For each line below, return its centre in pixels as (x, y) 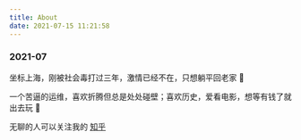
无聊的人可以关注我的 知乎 (57, 127)
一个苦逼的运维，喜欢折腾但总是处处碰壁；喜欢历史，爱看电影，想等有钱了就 (150, 96)
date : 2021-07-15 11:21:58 (60, 26)
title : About (34, 17)
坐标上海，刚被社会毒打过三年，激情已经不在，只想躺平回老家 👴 (127, 78)
